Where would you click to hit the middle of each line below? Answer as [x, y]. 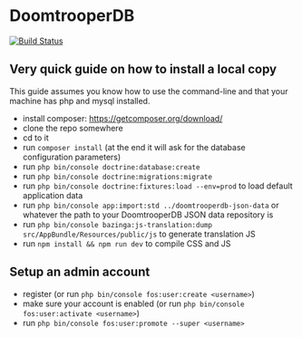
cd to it [36, 138]
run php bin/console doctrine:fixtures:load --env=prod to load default [157, 186]
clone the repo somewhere [73, 128]
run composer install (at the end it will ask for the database [134, 147]
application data [53, 195]
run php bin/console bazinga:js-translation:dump [117, 224]
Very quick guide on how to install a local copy [143, 69]
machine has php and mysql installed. [80, 101]
